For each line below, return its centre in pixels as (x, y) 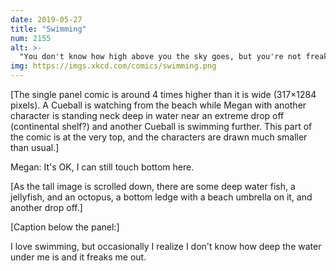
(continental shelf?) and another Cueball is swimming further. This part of (161, 126)
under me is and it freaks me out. (78, 257)
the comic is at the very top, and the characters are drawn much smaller (159, 137)
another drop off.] (46, 207)
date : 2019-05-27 (46, 19)
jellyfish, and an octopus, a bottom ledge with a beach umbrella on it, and (161, 197)
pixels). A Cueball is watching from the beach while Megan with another (158, 105)
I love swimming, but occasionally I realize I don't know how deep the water (166, 246)
